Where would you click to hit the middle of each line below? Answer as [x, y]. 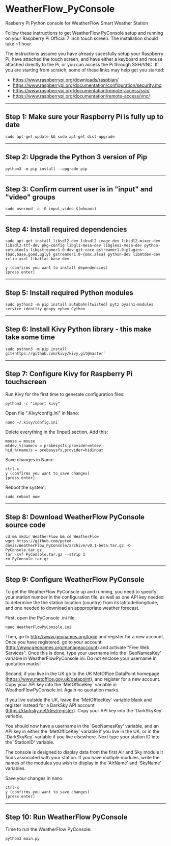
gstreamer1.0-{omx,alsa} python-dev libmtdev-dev [107, 255]
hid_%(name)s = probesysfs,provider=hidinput [54, 450]
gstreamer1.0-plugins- [120, 250]
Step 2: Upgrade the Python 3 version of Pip [76, 157]
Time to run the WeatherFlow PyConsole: [48, 829]
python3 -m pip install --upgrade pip [46, 169]
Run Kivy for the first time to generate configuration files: [65, 394]
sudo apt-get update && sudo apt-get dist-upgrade [60, 136]
